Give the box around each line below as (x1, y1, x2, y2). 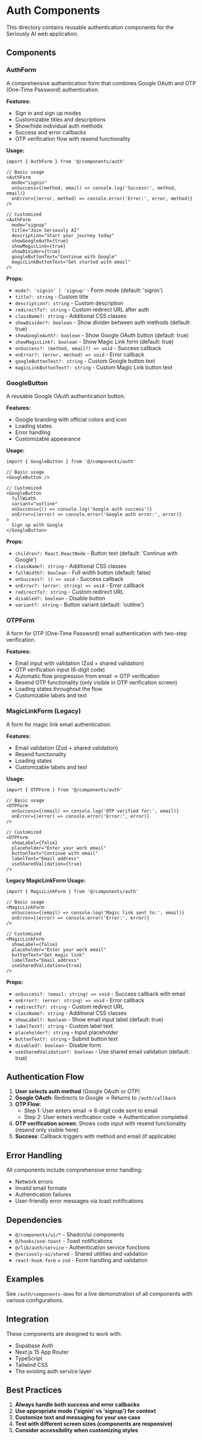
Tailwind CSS (14, 1361, 48, 1368)
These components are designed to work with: (6, 1330, 122, 1337)
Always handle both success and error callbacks (14, 1401, 140, 1409)
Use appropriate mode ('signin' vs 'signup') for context (14, 1407, 156, 1415)
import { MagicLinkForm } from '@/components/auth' (6, 888, 139, 895)
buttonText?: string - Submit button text (14, 1035, 118, 1042)
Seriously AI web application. (6, 30, 78, 37)
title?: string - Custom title (14, 293, 89, 300)
